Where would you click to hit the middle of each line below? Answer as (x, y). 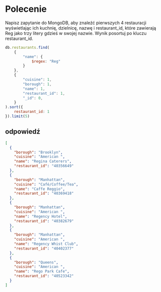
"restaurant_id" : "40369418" (44, 193)
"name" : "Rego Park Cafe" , (42, 272)
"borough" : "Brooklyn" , (39, 152)
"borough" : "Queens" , (36, 262)
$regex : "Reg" (46, 61)
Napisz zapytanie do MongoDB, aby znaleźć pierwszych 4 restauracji (76, 23)
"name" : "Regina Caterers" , (43, 161)
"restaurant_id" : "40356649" (44, 166)
